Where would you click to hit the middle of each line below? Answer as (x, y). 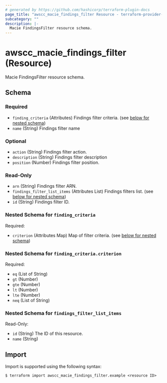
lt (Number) (25, 290)
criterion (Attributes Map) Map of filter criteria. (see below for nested (84, 235)
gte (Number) (26, 284)
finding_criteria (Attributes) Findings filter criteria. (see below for (81, 118)
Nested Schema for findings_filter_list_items (63, 313)
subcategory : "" (22, 19)
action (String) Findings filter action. (49, 152)
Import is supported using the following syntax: (53, 367)
